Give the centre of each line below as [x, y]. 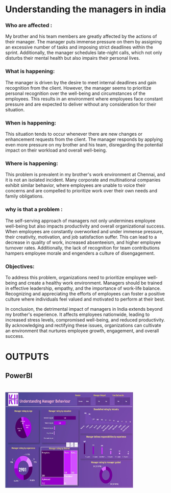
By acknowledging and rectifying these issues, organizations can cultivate [83, 325]
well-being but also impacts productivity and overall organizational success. [85, 226]
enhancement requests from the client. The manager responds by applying [84, 139]
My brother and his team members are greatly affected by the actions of [81, 36]
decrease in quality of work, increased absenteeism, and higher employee [83, 242]
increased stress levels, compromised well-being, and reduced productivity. [85, 319]
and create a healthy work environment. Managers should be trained [90, 283]
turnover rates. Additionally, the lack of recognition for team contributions [82, 248]
